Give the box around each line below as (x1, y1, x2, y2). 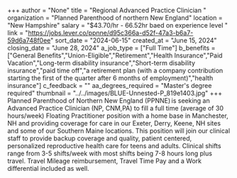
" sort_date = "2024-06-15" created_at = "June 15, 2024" (50, 36, 218, 45)
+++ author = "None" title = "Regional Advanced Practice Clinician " (7, 6, 206, 14)
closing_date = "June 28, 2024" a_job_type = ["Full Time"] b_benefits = (7, 44, 216, 52)
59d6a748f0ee (7, 36, 51, 45)
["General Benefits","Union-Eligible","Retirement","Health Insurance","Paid (7, 51, 223, 60)
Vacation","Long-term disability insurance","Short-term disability (7, 59, 196, 67)
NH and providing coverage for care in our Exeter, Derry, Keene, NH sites (7, 119, 221, 127)
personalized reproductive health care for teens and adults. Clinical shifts (7, 142, 221, 150)
